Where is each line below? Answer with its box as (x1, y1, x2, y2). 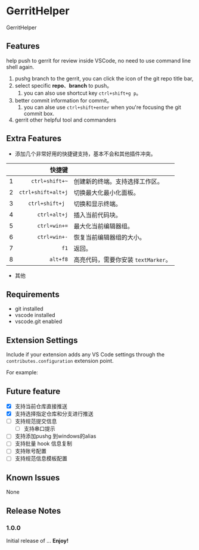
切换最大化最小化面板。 (73, 188, 140, 197)
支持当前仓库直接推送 (14, 403, 67, 409)
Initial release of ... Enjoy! (6, 537, 69, 544)
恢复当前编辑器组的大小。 (73, 233, 146, 241)
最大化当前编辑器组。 (73, 222, 134, 230)
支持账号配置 (14, 448, 46, 455)
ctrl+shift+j (27, 200, 66, 207)
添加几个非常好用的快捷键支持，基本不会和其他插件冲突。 (14, 150, 156, 157)
